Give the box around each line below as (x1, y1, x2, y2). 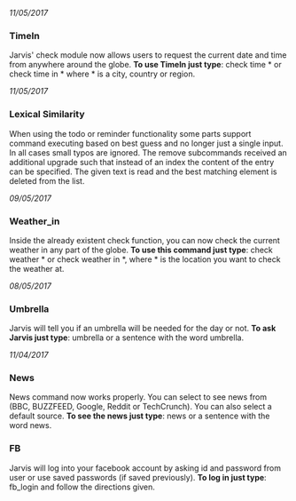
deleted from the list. (9, 175, 85, 186)
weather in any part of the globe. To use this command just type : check (9, 244, 273, 255)
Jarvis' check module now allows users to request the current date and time (9, 50, 287, 60)
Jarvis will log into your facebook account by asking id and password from (9, 462, 282, 473)
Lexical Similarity (9, 108, 85, 121)
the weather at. (9, 263, 65, 274)
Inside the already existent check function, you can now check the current (9, 235, 281, 245)
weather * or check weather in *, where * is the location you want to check (9, 253, 281, 265)
